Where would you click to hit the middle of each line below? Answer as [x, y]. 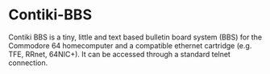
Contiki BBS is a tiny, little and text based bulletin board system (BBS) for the [135, 37]
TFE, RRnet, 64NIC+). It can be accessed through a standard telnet [120, 54]
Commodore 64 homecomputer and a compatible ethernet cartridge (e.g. [130, 45]
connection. [28, 63]
